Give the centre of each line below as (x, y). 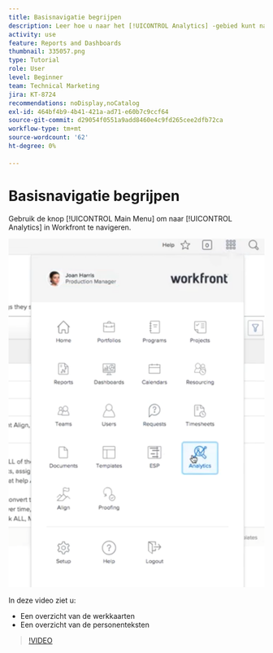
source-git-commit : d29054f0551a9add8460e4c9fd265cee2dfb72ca (116, 121)
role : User (27, 69)
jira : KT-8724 (32, 94)
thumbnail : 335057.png (47, 52)
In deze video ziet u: (42, 600)
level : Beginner (36, 77)
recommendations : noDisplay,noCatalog (74, 103)
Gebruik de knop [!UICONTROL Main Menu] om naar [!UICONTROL (121, 218)
